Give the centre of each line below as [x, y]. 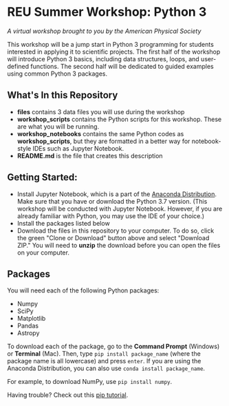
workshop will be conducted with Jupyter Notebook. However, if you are [120, 209]
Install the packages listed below [63, 223]
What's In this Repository [63, 95]
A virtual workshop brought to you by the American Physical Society [104, 31]
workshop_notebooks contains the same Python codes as [100, 133]
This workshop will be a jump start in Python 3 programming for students [111, 44]
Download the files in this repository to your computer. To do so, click [116, 231]
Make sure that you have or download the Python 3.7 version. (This [112, 201]
